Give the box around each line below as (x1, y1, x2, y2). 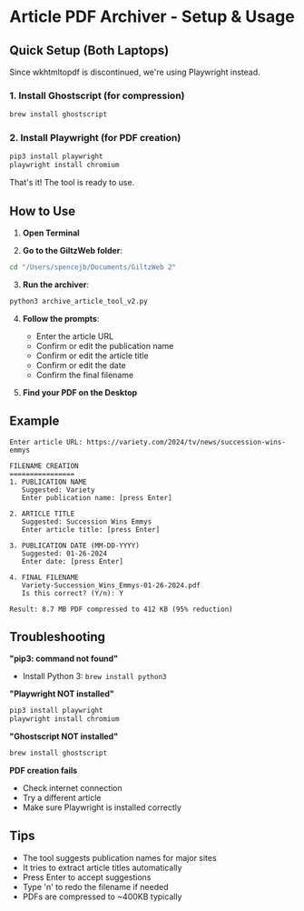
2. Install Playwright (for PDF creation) (9, 132, 181, 145)
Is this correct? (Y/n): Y (21, 588, 124, 597)
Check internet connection (22, 783, 123, 794)
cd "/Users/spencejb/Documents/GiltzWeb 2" (9, 263, 177, 272)
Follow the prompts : (22, 313, 100, 324)
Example (9, 414, 60, 429)
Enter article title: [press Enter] (21, 525, 161, 534)
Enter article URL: (9, 437, 83, 446)
